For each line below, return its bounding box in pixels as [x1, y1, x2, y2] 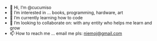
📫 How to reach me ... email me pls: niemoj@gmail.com [9, 30, 122, 36]
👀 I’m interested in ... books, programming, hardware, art [9, 10, 123, 15]
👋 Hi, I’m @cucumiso [9, 5, 52, 10]
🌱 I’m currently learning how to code [9, 15, 83, 20]
